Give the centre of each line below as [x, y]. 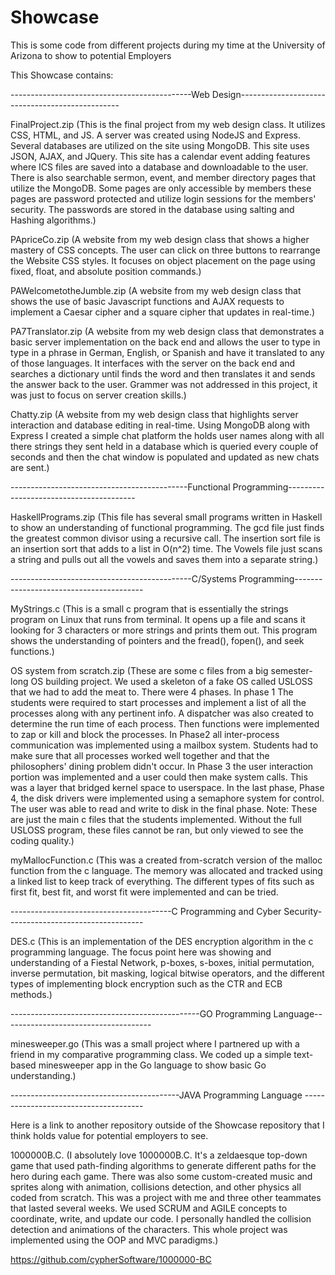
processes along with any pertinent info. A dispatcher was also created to [162, 713]
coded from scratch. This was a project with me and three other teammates [166, 1197]
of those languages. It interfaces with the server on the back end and [153, 363]
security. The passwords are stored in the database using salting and [152, 209]
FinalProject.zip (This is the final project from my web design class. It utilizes [168, 124]
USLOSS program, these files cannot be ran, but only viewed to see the [157, 830]
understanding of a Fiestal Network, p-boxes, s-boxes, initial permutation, [162, 962]
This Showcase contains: [62, 75]
